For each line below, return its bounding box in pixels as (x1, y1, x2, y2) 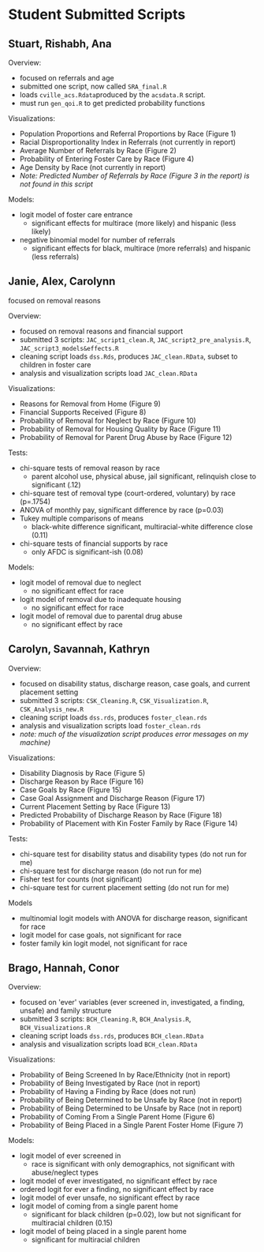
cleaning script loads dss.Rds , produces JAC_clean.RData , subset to (19, 352, 238, 361)
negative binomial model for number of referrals (19, 235, 176, 244)
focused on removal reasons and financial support (19, 326, 184, 336)
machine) (19, 737, 51, 747)
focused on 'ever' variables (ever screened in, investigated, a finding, (19, 998, 245, 1007)
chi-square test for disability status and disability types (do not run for (19, 849, 247, 859)
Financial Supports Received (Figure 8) (19, 407, 147, 416)
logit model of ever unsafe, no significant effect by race (19, 1193, 200, 1202)
